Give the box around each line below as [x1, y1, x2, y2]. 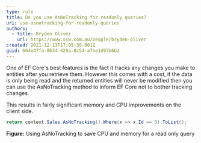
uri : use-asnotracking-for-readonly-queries [6, 20, 120, 26]
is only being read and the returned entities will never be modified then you [6, 77, 193, 84]
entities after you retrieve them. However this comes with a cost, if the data [6, 70, 193, 78]
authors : [6, 25, 28, 32]
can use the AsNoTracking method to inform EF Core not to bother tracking [6, 83, 193, 90]
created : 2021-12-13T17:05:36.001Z [6, 42, 96, 48]
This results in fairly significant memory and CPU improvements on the [6, 101, 182, 108]
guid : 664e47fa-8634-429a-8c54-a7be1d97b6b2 [6, 48, 120, 54]
